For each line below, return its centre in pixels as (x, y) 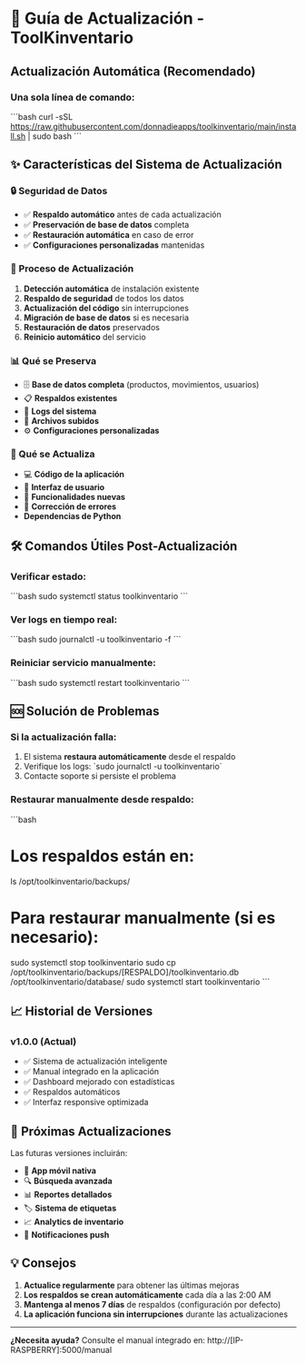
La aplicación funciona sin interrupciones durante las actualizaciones (156, 1314)
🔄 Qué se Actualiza (53, 455)
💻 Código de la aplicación (74, 475)
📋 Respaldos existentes (70, 398)
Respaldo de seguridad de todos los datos (104, 298)
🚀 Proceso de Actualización (72, 269)
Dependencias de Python (72, 516)
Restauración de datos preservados (91, 327)
